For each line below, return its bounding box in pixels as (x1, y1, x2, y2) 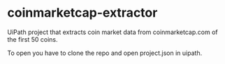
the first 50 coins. (7, 35, 58, 43)
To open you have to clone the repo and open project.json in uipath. (7, 49, 203, 57)
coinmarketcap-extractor (7, 5, 158, 21)
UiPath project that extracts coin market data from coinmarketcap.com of (7, 28, 218, 36)
